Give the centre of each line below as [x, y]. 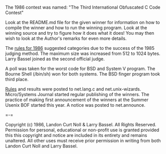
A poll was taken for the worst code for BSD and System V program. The [80, 68]
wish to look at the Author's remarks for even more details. [66, 38]
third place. [17, 79]
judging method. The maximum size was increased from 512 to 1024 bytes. [83, 53]
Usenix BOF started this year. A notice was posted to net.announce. [75, 105]
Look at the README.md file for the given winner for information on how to [82, 22]
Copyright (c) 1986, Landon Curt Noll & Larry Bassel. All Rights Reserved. [81, 125]
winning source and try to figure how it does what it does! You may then [80, 33]
